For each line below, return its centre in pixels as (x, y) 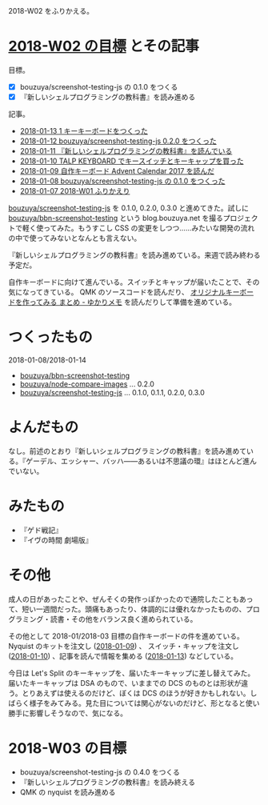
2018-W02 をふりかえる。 (51, 11)
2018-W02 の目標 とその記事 (104, 46)
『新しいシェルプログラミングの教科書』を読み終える (108, 782)
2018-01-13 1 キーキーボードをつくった (84, 131)
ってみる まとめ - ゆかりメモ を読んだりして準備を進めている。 (133, 302)
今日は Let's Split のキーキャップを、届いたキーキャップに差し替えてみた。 (132, 673)
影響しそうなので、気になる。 (78, 713)
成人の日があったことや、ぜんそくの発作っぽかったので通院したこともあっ (131, 599)
